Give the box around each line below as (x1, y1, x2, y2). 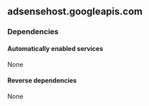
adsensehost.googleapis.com (7, 6, 143, 18)
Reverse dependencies (7, 76, 77, 85)
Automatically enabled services (7, 44, 104, 52)
